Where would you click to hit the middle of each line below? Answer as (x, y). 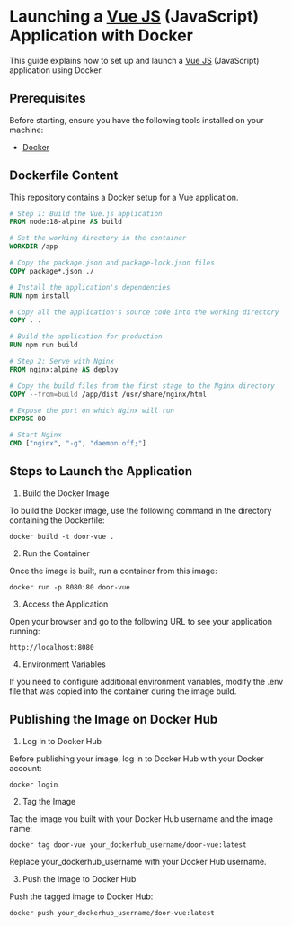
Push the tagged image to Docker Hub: (81, 896)
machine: (27, 130)
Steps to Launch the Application (101, 471)
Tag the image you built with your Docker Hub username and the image (142, 818)
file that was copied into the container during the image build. (123, 691)
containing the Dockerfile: (57, 520)
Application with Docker (101, 36)
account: (26, 768)
